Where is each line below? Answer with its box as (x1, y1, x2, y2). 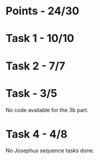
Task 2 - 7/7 (5, 59, 65, 73)
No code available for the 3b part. (5, 106, 89, 113)
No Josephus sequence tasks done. (5, 147, 95, 154)
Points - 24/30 (5, 4, 80, 18)
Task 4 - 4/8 (5, 127, 68, 141)
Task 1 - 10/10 (5, 32, 74, 46)
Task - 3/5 (5, 86, 57, 100)
